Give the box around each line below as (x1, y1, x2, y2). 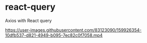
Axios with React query (5, 18, 52, 23)
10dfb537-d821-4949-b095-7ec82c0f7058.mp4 (5, 32, 103, 38)
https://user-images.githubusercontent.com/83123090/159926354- (5, 27, 142, 33)
